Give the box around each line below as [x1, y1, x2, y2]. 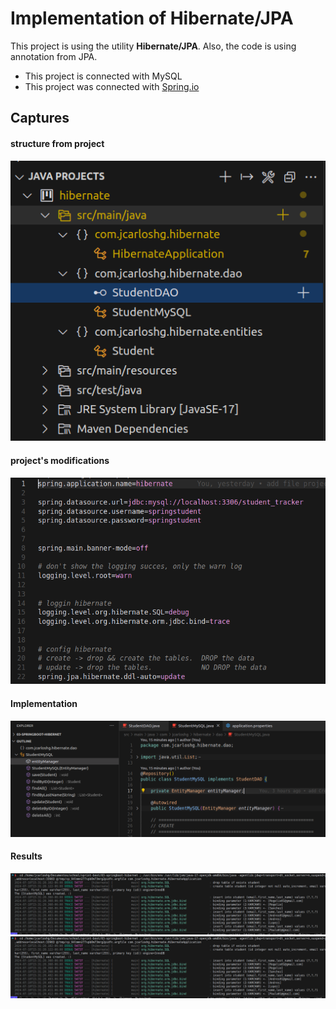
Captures [10, 110, 70, 127]
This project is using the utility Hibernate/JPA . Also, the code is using [10, 40, 297, 52]
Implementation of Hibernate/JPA [10, 7, 294, 30]
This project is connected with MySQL [24, 70, 183, 82]
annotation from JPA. [10, 50, 98, 62]
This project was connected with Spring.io [24, 80, 200, 92]
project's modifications [10, 455, 110, 466]
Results [10, 850, 43, 862]
